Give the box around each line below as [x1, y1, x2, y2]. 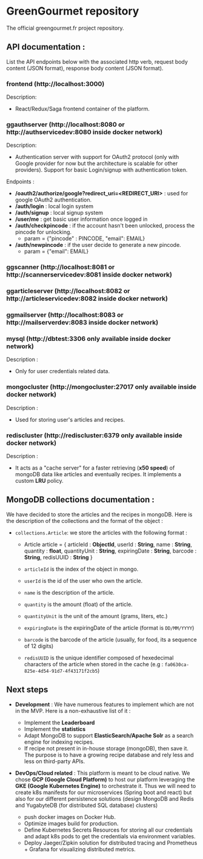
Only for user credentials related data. [15, 368, 110, 375]
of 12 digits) [24, 642, 54, 650]
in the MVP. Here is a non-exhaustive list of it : [15, 707, 131, 714]
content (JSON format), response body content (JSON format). [6, 64, 164, 72]
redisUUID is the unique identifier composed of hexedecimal [24, 654, 174, 661]
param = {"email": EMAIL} [24, 248, 89, 255]
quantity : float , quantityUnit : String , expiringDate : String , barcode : [24, 547, 197, 554]
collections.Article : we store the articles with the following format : [15, 529, 188, 536]
